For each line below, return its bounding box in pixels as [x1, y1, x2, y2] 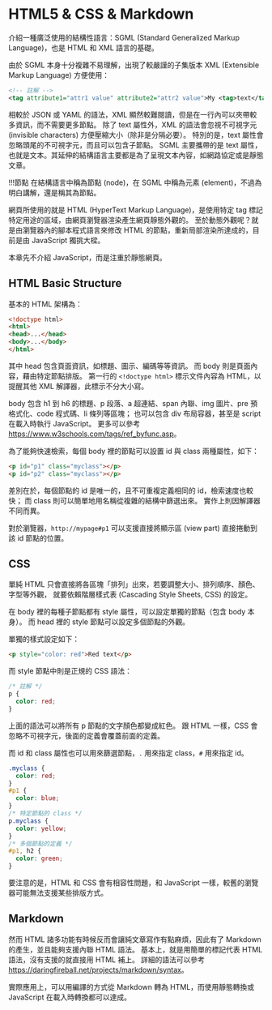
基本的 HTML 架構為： [8, 299, 83, 309]
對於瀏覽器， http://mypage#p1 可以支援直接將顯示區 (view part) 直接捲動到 [8, 523, 257, 533]
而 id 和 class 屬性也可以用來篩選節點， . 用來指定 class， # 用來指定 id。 [8, 747, 249, 758]
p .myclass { [8, 816, 49, 825]
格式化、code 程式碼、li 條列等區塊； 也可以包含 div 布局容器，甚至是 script [8, 409, 261, 418]
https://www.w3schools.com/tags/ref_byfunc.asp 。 [8, 429, 181, 439]
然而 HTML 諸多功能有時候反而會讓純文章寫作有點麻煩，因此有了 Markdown [8, 934, 261, 944]
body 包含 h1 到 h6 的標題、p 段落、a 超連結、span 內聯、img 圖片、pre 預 [8, 398, 257, 408]
